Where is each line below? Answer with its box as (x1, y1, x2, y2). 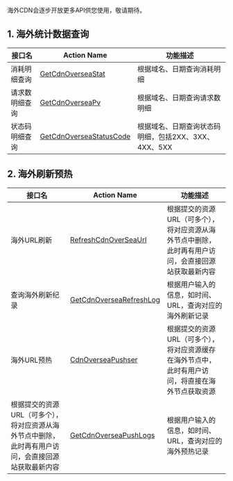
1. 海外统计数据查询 (7, 28, 89, 40)
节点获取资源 (173, 386, 216, 396)
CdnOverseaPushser (70, 354, 138, 364)
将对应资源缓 (166, 345, 209, 354)
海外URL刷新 (10, 235, 53, 245)
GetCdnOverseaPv (40, 97, 101, 107)
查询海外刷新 (10, 290, 53, 300)
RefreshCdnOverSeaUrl (70, 235, 147, 245)
